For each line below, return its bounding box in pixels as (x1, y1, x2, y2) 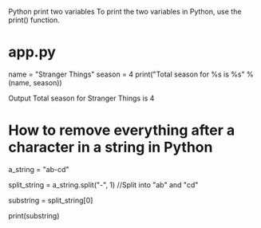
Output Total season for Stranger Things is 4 (8, 93, 155, 103)
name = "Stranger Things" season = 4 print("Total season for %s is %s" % (8, 69, 254, 79)
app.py (8, 43, 56, 61)
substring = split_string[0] (8, 195, 93, 205)
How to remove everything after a (8, 121, 235, 140)
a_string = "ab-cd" (8, 164, 69, 174)
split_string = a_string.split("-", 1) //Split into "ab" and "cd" (8, 179, 199, 190)
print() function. (8, 15, 60, 25)
